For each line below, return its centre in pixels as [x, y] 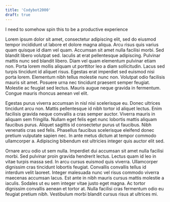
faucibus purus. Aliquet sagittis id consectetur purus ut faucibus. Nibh [78, 125]
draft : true [18, 15]
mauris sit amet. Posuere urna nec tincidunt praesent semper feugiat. [78, 82]
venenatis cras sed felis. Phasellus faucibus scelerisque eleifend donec [80, 130]
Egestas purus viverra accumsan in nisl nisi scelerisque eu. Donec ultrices [83, 103]
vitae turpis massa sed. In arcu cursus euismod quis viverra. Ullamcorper [82, 161]
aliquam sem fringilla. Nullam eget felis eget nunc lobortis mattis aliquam [81, 119]
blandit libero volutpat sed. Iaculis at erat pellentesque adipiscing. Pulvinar [83, 55]
